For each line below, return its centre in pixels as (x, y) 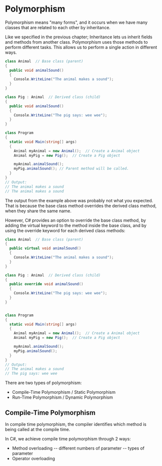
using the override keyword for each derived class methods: (65, 230)
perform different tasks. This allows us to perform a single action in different (81, 47)
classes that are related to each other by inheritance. (58, 27)
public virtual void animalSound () (45, 248)
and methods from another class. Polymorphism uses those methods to (76, 42)
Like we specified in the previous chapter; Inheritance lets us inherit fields (79, 37)
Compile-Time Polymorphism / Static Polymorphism (64, 392)
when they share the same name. (38, 211)
